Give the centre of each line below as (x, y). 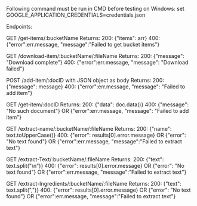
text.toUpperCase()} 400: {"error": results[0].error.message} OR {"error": (96, 135)
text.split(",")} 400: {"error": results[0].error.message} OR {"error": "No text (98, 190)
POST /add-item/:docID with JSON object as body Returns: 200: (85, 80)
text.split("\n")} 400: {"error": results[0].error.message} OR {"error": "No (96, 166)
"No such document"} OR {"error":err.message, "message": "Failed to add (98, 111)
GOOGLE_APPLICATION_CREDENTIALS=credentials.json (76, 15)
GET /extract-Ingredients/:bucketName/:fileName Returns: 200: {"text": (94, 184)
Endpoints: (19, 27)
